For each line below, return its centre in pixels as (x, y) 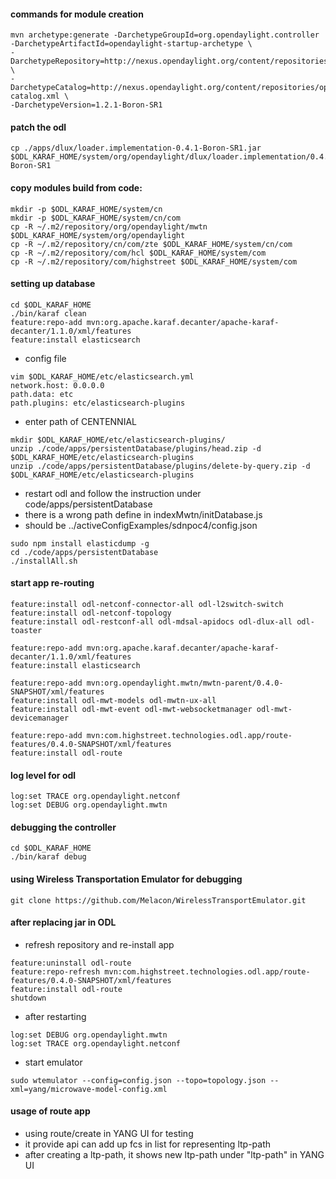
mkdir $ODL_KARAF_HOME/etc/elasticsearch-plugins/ (118, 440)
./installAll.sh (44, 561)
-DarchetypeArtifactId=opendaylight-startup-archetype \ (131, 44)
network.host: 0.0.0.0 (57, 385)
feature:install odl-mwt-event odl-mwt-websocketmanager (131, 710)
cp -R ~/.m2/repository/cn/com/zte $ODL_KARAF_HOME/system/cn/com (151, 244)
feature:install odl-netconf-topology (91, 613)
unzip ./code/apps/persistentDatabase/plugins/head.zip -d (136, 448)
